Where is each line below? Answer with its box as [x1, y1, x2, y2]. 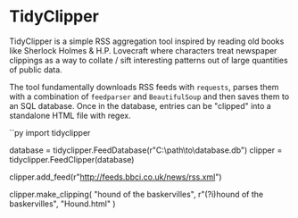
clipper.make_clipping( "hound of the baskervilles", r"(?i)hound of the [9, 189, 264, 199]
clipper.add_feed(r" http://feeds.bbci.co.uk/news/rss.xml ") [9, 172, 222, 182]
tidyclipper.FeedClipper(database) [9, 154, 135, 164]
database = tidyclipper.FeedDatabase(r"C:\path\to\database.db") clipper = [9, 145, 283, 155]
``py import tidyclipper [9, 127, 91, 138]
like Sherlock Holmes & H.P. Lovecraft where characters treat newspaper [9, 45, 277, 55]
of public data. [9, 64, 62, 75]
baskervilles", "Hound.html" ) [9, 198, 116, 209]
